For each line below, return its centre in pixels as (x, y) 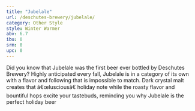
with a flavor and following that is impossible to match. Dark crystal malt (95, 80)
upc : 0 (14, 51)
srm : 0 (14, 45)
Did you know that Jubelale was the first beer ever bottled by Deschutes (95, 67)
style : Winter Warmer (33, 28)
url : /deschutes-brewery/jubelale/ (51, 17)
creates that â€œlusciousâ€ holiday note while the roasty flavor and (91, 87)
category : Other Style (34, 23)
